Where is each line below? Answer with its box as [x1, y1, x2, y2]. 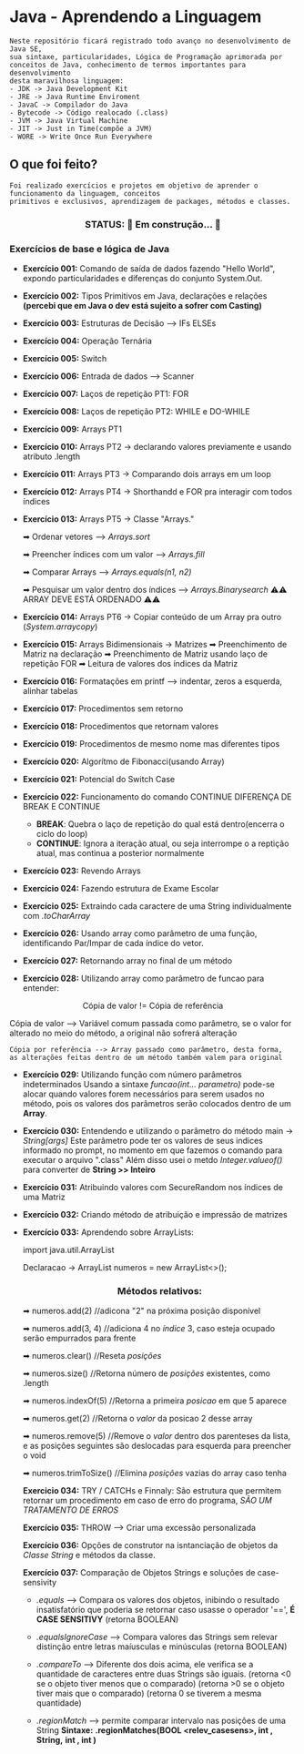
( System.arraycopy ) [22, 621, 98, 632]
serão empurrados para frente [22, 1332, 137, 1344]
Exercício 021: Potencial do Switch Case [22, 773, 176, 784]
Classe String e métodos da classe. [22, 1550, 157, 1561]
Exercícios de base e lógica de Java [9, 242, 170, 255]
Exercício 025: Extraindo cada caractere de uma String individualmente [22, 900, 292, 912]
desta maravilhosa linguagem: [9, 76, 125, 86]
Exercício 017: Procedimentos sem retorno [22, 703, 184, 714]
